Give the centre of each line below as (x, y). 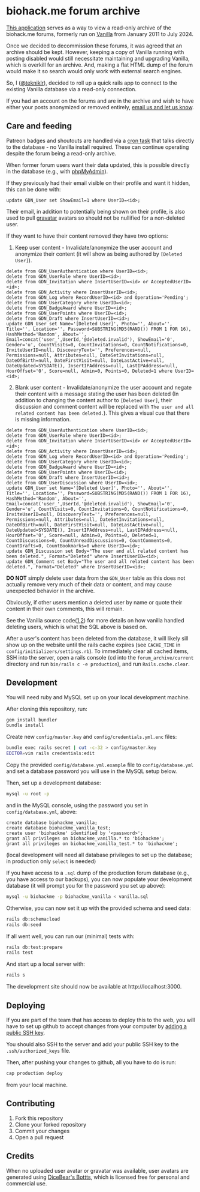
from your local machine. (37, 1085)
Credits (20, 1156)
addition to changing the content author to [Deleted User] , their (93, 400)
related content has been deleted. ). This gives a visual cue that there (102, 413)
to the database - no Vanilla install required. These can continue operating (98, 147)
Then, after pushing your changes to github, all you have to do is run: (91, 1062)
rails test (20, 953)
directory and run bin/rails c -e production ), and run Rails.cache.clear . (98, 664)
